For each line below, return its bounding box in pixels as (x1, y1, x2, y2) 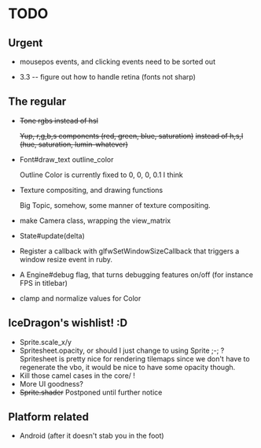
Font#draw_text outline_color (19, 154, 114, 164)
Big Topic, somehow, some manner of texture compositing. (19, 200, 211, 209)
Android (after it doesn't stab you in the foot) (19, 431, 164, 441)
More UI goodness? (19, 379, 84, 388)
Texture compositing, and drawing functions (19, 185, 164, 194)
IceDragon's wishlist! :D (8, 317, 128, 330)
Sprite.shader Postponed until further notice (19, 387, 163, 397)
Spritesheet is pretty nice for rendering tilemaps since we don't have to (19, 354, 250, 363)
